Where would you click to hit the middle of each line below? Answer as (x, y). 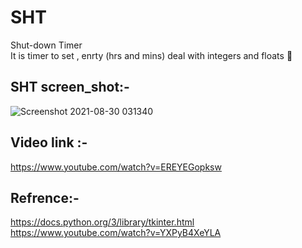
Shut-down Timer (46, 45)
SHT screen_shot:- (70, 87)
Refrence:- (45, 197)
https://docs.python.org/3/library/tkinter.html (102, 222)
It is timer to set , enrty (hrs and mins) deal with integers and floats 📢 (151, 55)
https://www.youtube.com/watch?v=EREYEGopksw (116, 167)
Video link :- (49, 142)
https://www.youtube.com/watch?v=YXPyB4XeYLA (116, 233)
